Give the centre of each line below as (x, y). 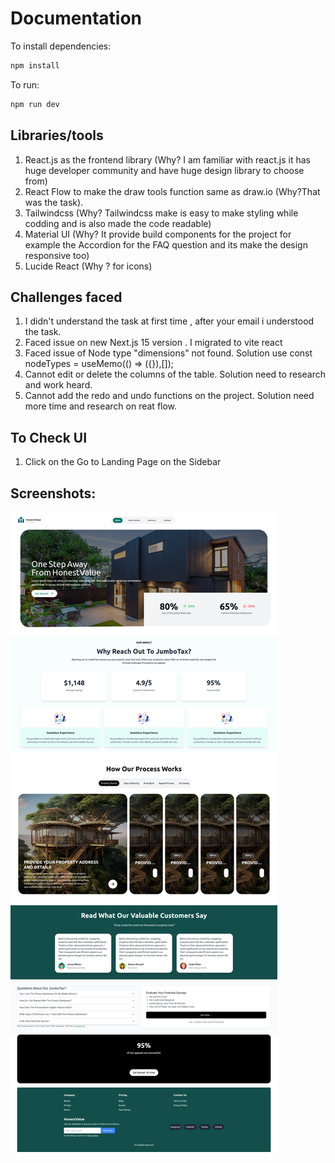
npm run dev (35, 104)
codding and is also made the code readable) (118, 223)
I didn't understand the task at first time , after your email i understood (169, 321)
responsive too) (57, 255)
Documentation (76, 18)
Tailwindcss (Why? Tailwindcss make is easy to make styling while (161, 213)
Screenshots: (53, 493)
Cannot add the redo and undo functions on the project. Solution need (169, 396)
